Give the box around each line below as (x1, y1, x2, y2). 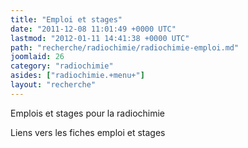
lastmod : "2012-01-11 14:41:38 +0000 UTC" (10, 33, 190, 43)
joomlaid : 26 (10, 52, 65, 62)
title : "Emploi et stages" (10, 14, 123, 25)
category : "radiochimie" (10, 61, 114, 71)
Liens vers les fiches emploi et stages (10, 126, 166, 138)
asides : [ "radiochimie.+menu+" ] (10, 71, 145, 81)
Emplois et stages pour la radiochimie (10, 107, 166, 119)
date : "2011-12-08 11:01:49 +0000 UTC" (10, 24, 177, 34)
